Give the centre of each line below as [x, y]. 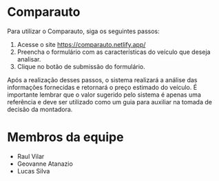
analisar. [29, 59]
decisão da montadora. [40, 109]
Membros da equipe [65, 137]
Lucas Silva [33, 171]
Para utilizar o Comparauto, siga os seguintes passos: [83, 31]
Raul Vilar [31, 156]
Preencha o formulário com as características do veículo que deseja [114, 52]
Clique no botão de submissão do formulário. [81, 66]
